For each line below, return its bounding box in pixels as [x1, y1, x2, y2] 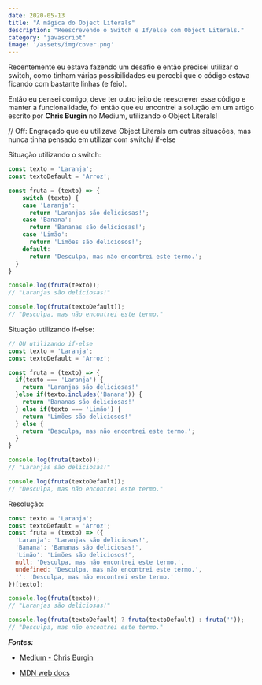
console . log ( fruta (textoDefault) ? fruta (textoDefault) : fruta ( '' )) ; [8, 616, 245, 624]
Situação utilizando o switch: [8, 150, 101, 160]
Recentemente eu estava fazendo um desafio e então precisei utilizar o [8, 62, 238, 72]
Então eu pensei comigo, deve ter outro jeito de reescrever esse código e [8, 94, 246, 104]
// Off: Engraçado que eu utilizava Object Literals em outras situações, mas [8, 127, 252, 136]
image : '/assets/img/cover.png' [8, 41, 114, 49]
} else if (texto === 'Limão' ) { [15, 405, 122, 413]
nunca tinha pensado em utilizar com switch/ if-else [8, 135, 176, 144]
